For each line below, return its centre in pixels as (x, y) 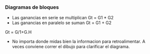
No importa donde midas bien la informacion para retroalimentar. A (79, 41)
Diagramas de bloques (32, 7)
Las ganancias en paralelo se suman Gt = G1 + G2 (62, 23)
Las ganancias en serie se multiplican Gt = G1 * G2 (63, 18)
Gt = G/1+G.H (18, 32)
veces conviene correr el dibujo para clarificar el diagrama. (71, 47)
